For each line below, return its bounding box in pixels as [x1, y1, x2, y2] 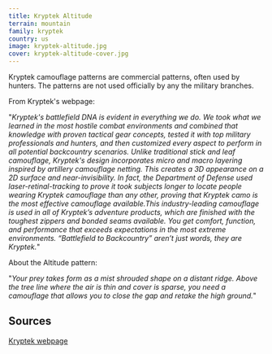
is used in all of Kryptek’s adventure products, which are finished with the [8, 208, 256, 216]
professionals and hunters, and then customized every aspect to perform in [8, 138, 262, 147]
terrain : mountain [8, 20, 71, 28]
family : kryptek [8, 27, 63, 35]
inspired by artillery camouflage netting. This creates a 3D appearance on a [8, 164, 264, 173]
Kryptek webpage [8, 335, 68, 346]
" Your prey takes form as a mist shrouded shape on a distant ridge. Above [8, 273, 258, 283]
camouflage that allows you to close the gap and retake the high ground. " [8, 291, 257, 300]
